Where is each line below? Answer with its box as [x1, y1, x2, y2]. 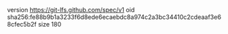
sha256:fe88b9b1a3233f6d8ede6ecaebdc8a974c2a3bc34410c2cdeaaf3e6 [7, 13, 222, 21]
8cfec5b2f [7, 20, 37, 28]
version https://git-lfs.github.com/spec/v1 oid [7, 6, 135, 14]
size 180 [38, 20, 62, 28]
